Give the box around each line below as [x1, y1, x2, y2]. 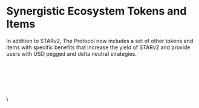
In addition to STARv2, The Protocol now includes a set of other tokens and [6, 37, 194, 44]
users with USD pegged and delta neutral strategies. [6, 50, 137, 57]
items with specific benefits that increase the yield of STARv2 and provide [6, 44, 191, 51]
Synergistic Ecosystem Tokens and [6, 4, 187, 18]
